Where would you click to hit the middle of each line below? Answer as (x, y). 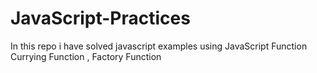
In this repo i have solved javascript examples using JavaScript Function (159, 46)
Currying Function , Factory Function (86, 56)
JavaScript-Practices (100, 18)
